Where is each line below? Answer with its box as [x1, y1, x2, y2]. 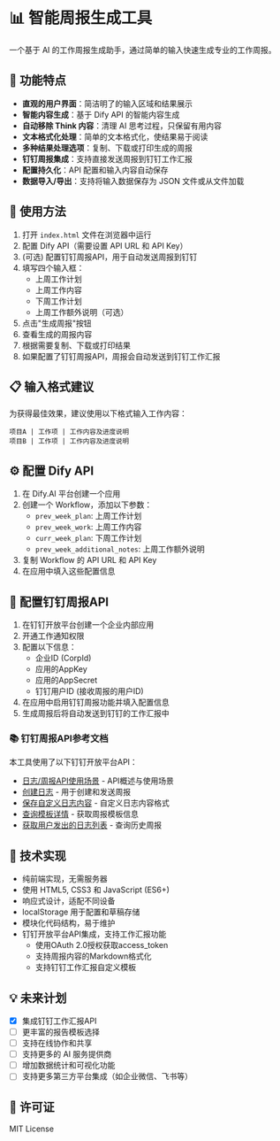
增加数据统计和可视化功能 [21, 1060, 116, 1071]
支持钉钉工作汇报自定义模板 [34, 962, 137, 973]
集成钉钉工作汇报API [21, 1015, 97, 1026]
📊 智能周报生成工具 [9, 8, 153, 28]
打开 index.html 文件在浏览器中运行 [21, 229, 152, 240]
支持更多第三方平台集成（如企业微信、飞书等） [21, 1071, 193, 1082]
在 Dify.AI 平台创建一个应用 [21, 489, 121, 499]
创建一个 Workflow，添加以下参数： [21, 499, 153, 510]
